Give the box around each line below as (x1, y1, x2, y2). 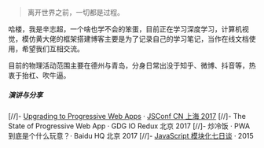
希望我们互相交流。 (21, 44, 84, 54)
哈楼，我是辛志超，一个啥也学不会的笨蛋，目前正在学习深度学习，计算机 (8, 24, 242, 34)
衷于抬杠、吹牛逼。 (8, 71, 71, 80)
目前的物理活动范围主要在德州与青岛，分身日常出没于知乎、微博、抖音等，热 (8, 61, 256, 70)
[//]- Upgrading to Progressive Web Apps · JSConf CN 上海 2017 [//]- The (8, 111, 246, 120)
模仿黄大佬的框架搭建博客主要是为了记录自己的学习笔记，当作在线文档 (21, 35, 249, 43)
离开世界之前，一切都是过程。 (27, 8, 124, 17)
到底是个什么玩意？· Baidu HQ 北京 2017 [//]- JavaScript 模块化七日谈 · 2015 (8, 131, 254, 140)
